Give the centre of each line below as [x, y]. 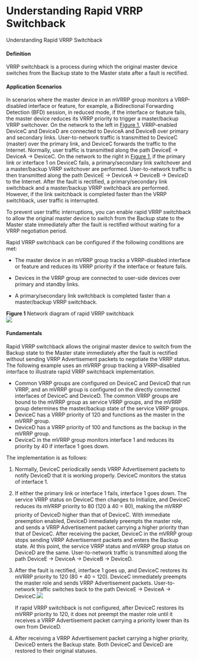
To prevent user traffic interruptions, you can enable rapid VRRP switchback [99, 212]
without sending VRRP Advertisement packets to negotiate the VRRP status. [98, 359]
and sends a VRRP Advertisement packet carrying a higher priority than [102, 527]
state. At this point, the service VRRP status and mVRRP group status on [102, 546]
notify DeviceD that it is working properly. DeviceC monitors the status [100, 475]
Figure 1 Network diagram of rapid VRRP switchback [70, 314]
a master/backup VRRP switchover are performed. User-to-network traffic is [99, 169]
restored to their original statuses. [56, 651]
